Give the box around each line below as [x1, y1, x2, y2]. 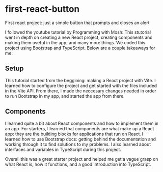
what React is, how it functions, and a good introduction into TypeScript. [5, 161, 151, 167]
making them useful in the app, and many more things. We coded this [5, 39, 146, 45]
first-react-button [5, 3, 80, 15]
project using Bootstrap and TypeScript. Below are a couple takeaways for [5, 45, 156, 51]
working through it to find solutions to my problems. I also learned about [5, 141, 151, 147]
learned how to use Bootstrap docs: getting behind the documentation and [5, 136, 156, 142]
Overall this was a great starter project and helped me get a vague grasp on [5, 156, 158, 162]
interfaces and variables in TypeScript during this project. [5, 146, 121, 152]
